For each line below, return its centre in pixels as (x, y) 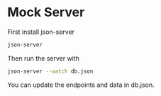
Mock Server (46, 12)
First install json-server (41, 32)
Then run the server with (44, 58)
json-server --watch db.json (50, 71)
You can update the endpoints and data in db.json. (81, 85)
